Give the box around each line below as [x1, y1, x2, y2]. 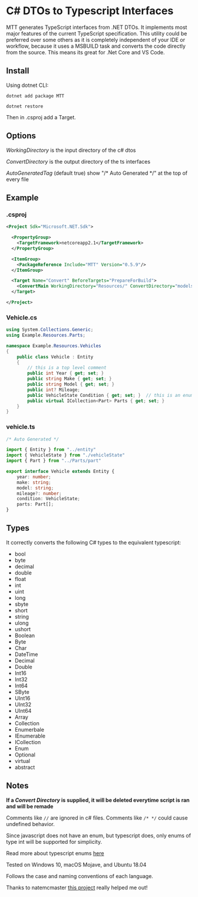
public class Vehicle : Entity [16, 354, 94, 360]
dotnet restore [6, 103, 44, 109]
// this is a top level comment [27, 365, 107, 371]
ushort [14, 625, 31, 632]
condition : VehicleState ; [16, 496, 81, 502]
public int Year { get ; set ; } [27, 370, 104, 376]
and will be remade [6, 803, 54, 810]
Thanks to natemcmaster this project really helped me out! [6, 884, 148, 891]
